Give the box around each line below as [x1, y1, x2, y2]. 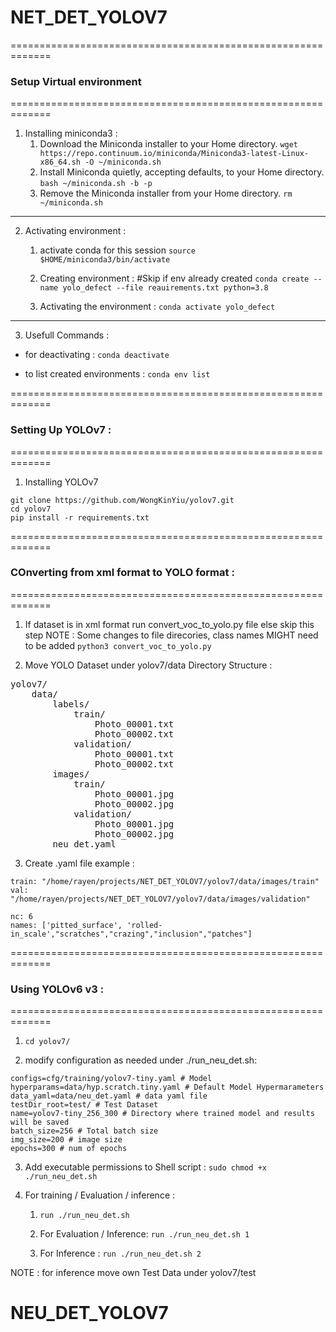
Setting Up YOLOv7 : [10, 423, 112, 437]
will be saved [10, 1117, 70, 1128]
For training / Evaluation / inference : [24, 1189, 176, 1201]
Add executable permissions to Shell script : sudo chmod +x [24, 1161, 268, 1173]
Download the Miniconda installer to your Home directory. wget [39, 138, 299, 150]
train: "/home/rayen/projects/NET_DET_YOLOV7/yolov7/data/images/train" [10, 876, 320, 886]
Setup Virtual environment [10, 74, 142, 88]
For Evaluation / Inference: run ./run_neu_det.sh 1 [39, 1228, 250, 1240]
